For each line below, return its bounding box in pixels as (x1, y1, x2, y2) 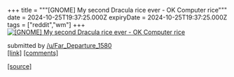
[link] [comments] (7, 49, 59, 57)
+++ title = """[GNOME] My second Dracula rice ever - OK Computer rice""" (7, 6, 228, 14)
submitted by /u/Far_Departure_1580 (7, 42, 112, 49)
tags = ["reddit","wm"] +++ (7, 21, 85, 28)
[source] (7, 62, 32, 70)
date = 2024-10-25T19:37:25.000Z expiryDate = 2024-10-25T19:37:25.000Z (7, 13, 228, 22)
